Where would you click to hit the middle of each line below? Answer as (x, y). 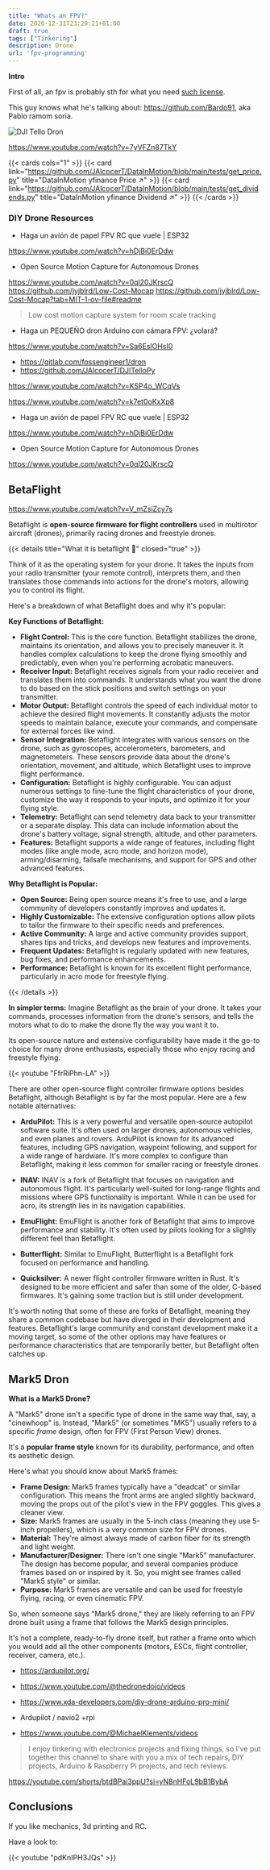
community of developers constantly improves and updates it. (123, 908)
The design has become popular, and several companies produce (129, 1564)
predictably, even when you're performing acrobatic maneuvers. (127, 663)
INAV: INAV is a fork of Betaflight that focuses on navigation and (127, 1180)
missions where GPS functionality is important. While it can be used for (138, 1197)
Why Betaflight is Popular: (53, 884)
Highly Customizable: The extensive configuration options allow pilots (137, 916)
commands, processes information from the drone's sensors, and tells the (131, 1016)
